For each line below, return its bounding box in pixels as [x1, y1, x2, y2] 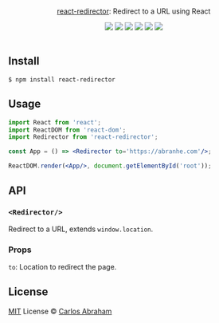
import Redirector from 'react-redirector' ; [8, 133, 158, 141]
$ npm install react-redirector [8, 75, 115, 84]
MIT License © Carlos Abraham [8, 306, 112, 316]
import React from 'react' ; [8, 118, 102, 126]
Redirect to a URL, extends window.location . [8, 224, 154, 234]
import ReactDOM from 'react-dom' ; [8, 126, 127, 134]
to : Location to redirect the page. [8, 262, 117, 271]
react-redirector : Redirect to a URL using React [57, 6, 211, 16]
